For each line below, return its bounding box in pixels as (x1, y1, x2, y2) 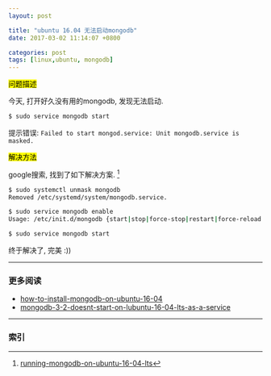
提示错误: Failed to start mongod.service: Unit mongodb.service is (8, 128, 240, 137)
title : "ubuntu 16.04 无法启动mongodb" (8, 26, 138, 35)
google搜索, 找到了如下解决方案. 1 (8, 169, 120, 179)
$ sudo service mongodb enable (8, 207, 114, 216)
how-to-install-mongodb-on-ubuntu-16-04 (19, 294, 163, 303)
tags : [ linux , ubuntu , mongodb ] (8, 56, 114, 65)
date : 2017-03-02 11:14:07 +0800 (8, 34, 121, 42)
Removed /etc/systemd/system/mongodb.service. (8, 193, 168, 202)
